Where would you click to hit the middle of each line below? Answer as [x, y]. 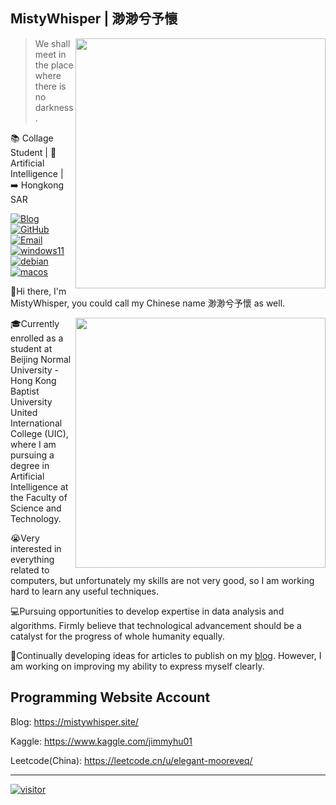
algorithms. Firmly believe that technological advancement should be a [156, 625]
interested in [36, 548]
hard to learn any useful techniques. [85, 591]
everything [32, 559]
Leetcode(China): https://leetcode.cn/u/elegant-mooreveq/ [131, 760]
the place [54, 65]
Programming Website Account [110, 697]
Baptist [25, 391]
